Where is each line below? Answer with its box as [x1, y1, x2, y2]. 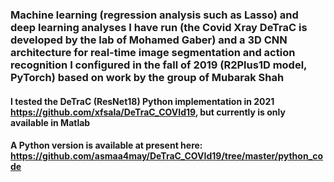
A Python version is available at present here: [10, 139, 203, 152]
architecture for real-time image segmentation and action [10, 45, 296, 59]
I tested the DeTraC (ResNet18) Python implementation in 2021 [10, 95, 275, 107]
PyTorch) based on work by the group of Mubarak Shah [10, 70, 285, 84]
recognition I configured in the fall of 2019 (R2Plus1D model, [10, 58, 308, 72]
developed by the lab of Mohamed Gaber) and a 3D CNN [10, 33, 288, 47]
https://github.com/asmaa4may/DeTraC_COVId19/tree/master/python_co [10, 150, 324, 162]
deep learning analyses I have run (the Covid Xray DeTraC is [10, 20, 308, 34]
